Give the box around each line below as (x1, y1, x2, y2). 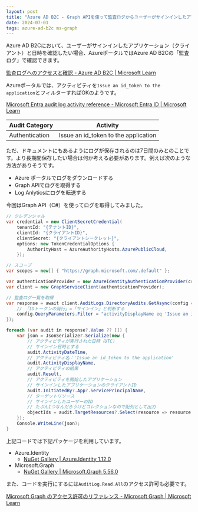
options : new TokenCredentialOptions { (16, 241, 115, 247)
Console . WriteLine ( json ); (16, 421, 81, 426)
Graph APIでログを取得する (14, 182, 81, 189)
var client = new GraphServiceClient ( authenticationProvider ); (6, 284, 165, 290)
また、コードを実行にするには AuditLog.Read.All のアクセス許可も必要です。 (6, 480, 190, 487)
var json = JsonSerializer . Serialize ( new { (16, 333, 126, 339)
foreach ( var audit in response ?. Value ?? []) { (6, 327, 128, 333)
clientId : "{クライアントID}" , (16, 229, 88, 236)
